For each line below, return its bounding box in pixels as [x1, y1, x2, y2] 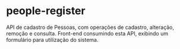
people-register [6, 4, 86, 18]
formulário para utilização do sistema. [6, 36, 99, 43]
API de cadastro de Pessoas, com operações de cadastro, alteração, [6, 24, 174, 31]
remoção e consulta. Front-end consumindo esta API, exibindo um [6, 30, 168, 37]
